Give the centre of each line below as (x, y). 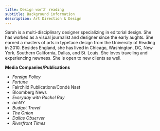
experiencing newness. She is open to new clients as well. (63, 58)
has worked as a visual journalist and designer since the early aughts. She (79, 37)
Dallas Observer (28, 118)
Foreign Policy (26, 77)
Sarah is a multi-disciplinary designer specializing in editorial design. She (78, 33)
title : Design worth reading (35, 9)
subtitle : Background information (40, 14)
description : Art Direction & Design (43, 18)
